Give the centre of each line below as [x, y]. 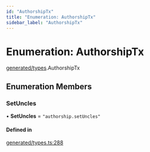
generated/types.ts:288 [35, 143]
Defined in [19, 130]
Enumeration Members [49, 86]
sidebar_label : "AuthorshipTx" [44, 22]
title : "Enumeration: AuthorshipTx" [51, 17]
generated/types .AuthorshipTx [43, 68]
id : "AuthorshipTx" [30, 11]
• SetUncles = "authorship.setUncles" [54, 116]
